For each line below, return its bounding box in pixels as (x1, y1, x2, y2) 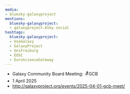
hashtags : (5, 30, 26, 35)
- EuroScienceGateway (9, 57, 54, 62)
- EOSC (9, 52, 23, 58)
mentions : (5, 16, 26, 21)
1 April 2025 (12, 78, 37, 84)
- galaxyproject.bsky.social (9, 25, 69, 30)
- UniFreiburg (9, 48, 38, 53)
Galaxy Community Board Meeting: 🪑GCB (12, 71, 98, 77)
